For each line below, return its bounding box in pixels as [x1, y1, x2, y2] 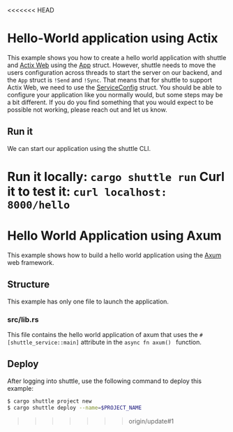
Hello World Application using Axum [7, 228, 222, 244]
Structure [7, 279, 50, 291]
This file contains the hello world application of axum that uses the [7, 330, 199, 338]
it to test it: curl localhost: [7, 183, 167, 199]
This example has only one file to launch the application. [7, 297, 170, 305]
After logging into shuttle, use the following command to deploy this [7, 377, 202, 385]
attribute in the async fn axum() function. [80, 338, 202, 346]
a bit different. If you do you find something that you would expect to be [7, 98, 214, 106]
